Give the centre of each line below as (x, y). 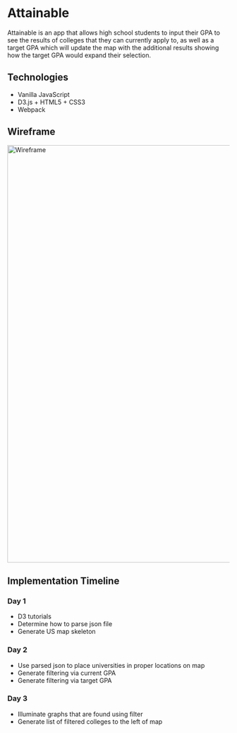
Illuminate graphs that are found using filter (80, 714)
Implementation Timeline (63, 581)
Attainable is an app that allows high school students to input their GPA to (114, 33)
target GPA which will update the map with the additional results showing (113, 47)
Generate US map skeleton (57, 632)
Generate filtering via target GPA (65, 680)
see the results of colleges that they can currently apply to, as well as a (111, 40)
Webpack (31, 109)
